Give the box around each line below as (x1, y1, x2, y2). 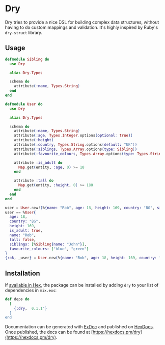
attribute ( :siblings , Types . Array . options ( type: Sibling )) (14, 147, 137, 152)
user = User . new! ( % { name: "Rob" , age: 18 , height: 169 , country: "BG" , (5, 205, 155, 210)
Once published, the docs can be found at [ (5, 329, 93, 335)
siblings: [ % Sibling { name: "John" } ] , (9, 241, 87, 247)
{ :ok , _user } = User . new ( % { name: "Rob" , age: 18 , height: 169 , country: (5, 256, 157, 261)
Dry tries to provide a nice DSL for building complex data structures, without (5, 19, 159, 25)
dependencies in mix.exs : (5, 287, 57, 293)
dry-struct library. (5, 29, 43, 35)
